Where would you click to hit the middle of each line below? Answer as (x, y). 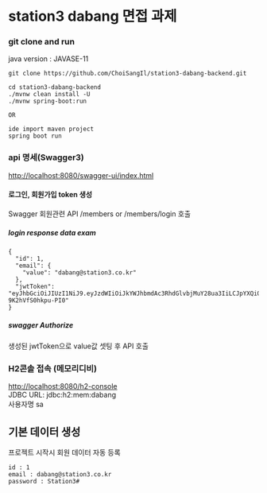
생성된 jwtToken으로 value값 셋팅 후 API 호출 (79, 346)
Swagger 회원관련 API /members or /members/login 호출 (100, 214)
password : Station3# (44, 482)
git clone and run (42, 42)
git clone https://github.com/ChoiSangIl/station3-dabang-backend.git (128, 74)
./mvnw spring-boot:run (48, 101)
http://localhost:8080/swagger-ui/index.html (81, 175)
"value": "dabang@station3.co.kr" (79, 272)
